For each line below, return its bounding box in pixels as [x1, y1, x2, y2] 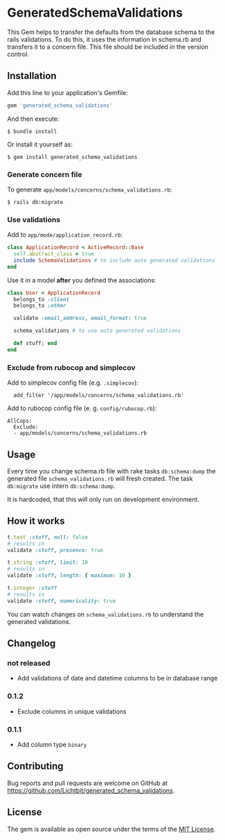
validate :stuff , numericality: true [7, 597, 116, 605]
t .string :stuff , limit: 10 [7, 559, 89, 566]
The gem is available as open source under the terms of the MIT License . [7, 825, 216, 833]
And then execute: [7, 115, 60, 123]
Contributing [7, 760, 64, 772]
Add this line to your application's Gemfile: [7, 88, 128, 96]
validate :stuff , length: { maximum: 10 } [7, 572, 132, 579]
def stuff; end [13, 340, 57, 347]
